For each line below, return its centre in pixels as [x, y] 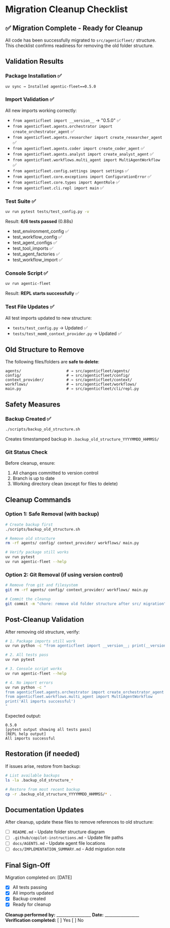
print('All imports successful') [40, 701]
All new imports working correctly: [41, 110]
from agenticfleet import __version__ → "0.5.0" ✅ [67, 120]
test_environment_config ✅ [41, 231]
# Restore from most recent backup [43, 789]
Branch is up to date [33, 478]
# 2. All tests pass [27, 655]
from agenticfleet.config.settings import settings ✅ [71, 170]
